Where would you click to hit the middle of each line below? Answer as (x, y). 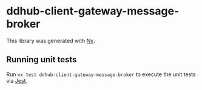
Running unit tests (42, 59)
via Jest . (17, 80)
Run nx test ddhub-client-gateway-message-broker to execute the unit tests (101, 74)
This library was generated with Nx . (51, 40)
